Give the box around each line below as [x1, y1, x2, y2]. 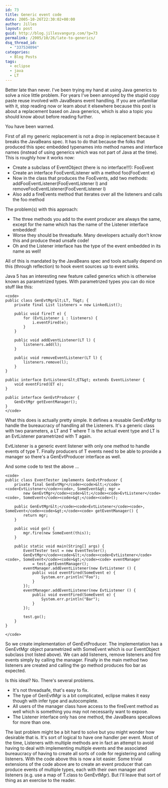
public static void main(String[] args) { [14, 543, 105, 549]
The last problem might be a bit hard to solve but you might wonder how [5, 729, 155, 735]
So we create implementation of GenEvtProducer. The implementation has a [5, 641, 162, 647]
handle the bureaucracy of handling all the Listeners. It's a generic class [5, 422, 155, 429]
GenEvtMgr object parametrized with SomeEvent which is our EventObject [5, 646, 159, 652]
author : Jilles [5, 21, 37, 27]
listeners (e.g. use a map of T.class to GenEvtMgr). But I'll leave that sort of [5, 772, 161, 778]
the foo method [12, 196, 45, 202]
